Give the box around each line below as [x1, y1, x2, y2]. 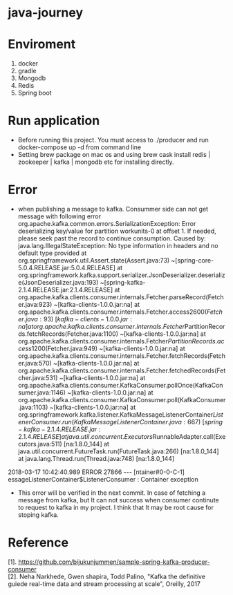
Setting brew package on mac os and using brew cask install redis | [17, 151, 211, 159]
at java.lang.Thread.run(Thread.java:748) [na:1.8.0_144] [17, 455, 175, 462]
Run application [8, 113, 100, 129]
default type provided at [17, 249, 87, 257]
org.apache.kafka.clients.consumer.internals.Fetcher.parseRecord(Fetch [17, 293, 224, 301]
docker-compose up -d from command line [17, 143, 141, 151]
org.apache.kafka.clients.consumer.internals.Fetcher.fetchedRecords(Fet [17, 366, 226, 375]
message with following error [17, 212, 102, 220]
